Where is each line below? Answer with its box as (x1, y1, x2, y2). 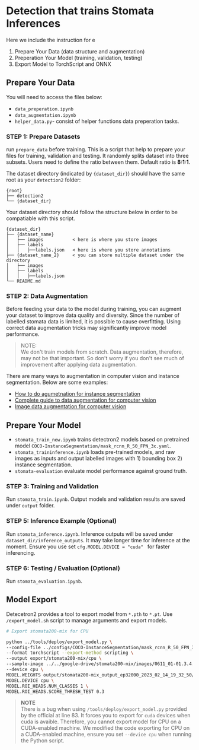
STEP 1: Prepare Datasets (6, 132, 81, 141)
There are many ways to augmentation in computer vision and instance (6, 373, 179, 380)
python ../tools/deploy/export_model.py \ (6, 639, 113, 645)
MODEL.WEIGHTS (6, 672, 41, 678)
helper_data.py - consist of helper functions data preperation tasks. (14, 117, 179, 125)
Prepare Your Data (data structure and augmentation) (14, 47, 145, 55)
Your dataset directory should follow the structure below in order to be (6, 209, 178, 216)
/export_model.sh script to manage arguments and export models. (6, 616, 168, 624)
